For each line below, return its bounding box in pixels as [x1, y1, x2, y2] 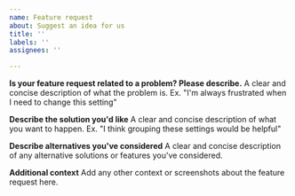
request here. [9, 176, 59, 187]
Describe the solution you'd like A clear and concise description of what [9, 114, 277, 125]
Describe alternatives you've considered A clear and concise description [9, 141, 282, 152]
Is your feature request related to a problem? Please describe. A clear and [9, 78, 286, 89]
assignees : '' [9, 46, 62, 55]
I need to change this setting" [9, 97, 117, 107]
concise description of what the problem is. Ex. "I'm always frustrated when [9, 88, 287, 98]
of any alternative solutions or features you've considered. [9, 150, 224, 161]
